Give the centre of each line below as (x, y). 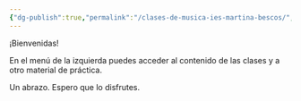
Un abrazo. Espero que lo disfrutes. (75, 87)
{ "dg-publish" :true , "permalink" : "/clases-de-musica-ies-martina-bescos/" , (152, 17)
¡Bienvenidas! (34, 43)
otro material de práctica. (56, 70)
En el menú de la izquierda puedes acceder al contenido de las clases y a (145, 60)
